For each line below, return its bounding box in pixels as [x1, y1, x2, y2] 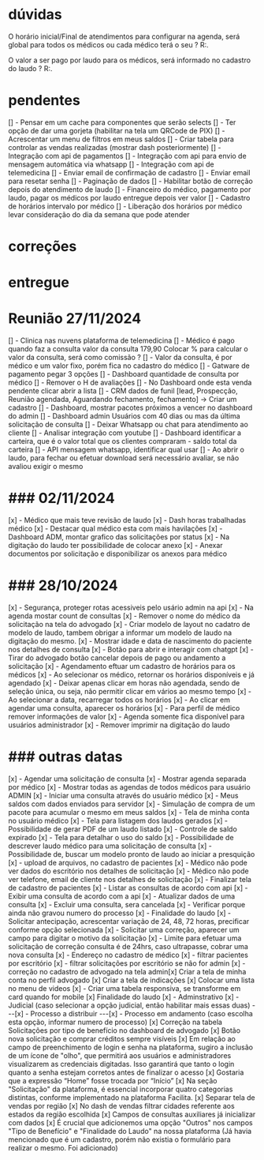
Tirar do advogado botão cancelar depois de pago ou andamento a [8, 653, 226, 663]
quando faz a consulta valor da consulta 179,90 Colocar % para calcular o [8, 344, 248, 354]
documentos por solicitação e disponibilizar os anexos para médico [8, 549, 227, 558]
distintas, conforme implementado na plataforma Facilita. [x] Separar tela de [8, 1093, 255, 1102]
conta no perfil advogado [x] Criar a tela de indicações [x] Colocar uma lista [8, 975, 255, 985]
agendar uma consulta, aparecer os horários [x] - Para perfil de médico [8, 704, 240, 713]
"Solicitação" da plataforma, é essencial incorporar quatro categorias [8, 1084, 233, 1094]
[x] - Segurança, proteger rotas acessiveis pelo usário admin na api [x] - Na [8, 603, 254, 613]
